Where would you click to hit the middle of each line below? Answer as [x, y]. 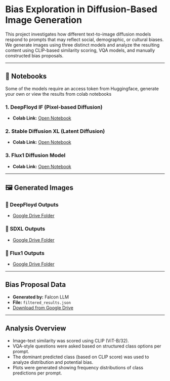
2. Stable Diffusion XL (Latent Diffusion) [55, 131]
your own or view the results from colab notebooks [58, 94]
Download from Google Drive [43, 308]
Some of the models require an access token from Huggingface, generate [82, 88]
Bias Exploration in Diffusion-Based [81, 9]
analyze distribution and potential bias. [53, 362]
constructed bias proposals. [34, 55]
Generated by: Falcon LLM [41, 297]
